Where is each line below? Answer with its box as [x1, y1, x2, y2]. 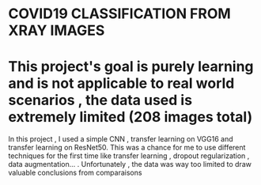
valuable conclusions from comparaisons [8, 168, 142, 178]
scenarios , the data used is [8, 92, 192, 109]
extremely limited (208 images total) [8, 108, 253, 126]
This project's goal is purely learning [8, 58, 255, 76]
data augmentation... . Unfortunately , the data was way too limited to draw [8, 160, 252, 169]
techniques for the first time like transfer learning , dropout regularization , [8, 151, 250, 160]
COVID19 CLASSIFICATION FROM [8, 5, 231, 23]
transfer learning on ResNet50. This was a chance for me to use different [8, 143, 246, 153]
